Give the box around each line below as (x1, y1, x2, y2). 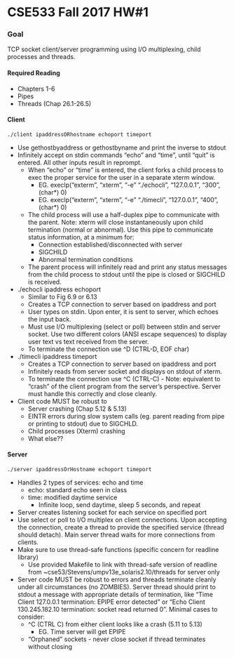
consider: (17, 612, 46, 621)
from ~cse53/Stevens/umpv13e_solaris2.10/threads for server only (27, 568, 221, 577)
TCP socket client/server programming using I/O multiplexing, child (7, 45, 201, 53)
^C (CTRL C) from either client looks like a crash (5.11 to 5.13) (27, 620, 203, 629)
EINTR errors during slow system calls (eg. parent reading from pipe (27, 412, 225, 420)
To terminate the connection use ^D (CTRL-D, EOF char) (27, 345, 190, 353)
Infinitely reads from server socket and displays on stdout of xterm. (27, 367, 223, 376)
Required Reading (7, 69, 61, 77)
